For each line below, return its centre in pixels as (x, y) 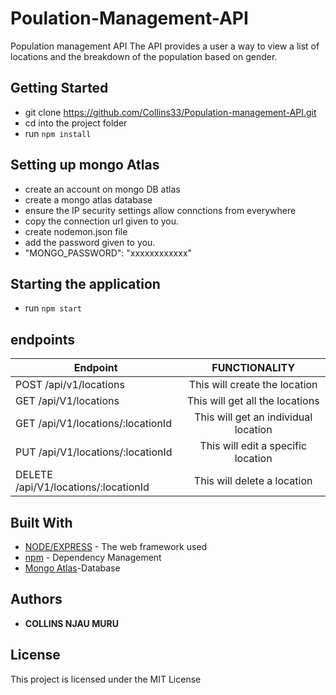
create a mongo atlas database (88, 199)
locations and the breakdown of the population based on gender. (144, 56)
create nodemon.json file (76, 231)
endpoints (43, 339)
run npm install (58, 133)
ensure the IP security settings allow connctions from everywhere (160, 210)
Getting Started (59, 88)
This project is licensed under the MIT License (106, 679)
